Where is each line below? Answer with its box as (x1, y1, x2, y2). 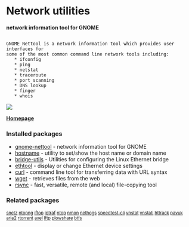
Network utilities (6, 4, 91, 18)
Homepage (6, 115, 35, 122)
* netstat (14, 67, 39, 73)
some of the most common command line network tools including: (6, 51, 169, 57)
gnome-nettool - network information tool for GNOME (14, 143, 147, 151)
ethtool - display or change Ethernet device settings (14, 162, 143, 170)
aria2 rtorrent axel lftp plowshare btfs (6, 215, 82, 221)
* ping (14, 62, 31, 68)
